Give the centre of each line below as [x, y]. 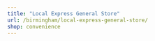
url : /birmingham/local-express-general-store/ [78, 20]
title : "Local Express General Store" [64, 14]
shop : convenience [34, 26]
